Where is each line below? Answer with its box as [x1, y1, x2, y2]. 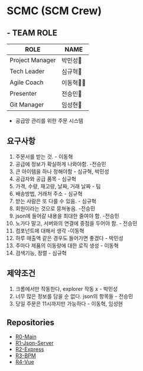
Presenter [9, 89, 37, 97]
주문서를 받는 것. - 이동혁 [15, 153, 73, 160]
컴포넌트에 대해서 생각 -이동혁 [15, 227, 84, 234]
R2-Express [15, 346, 44, 353]
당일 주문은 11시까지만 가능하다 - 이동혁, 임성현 [15, 300, 123, 307]
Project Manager [9, 56, 56, 64]
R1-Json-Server [15, 340, 54, 347]
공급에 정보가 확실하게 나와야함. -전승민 [15, 160, 106, 167]
